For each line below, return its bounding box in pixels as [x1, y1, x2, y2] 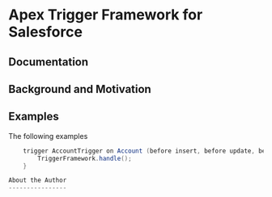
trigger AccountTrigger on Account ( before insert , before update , [23, 147, 255, 155]
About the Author [8, 176, 67, 185]
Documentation [8, 55, 89, 69]
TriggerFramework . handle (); [37, 154, 132, 162]
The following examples [8, 131, 88, 140]
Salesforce [8, 23, 83, 41]
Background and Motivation [8, 82, 151, 96]
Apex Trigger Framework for [8, 6, 203, 24]
